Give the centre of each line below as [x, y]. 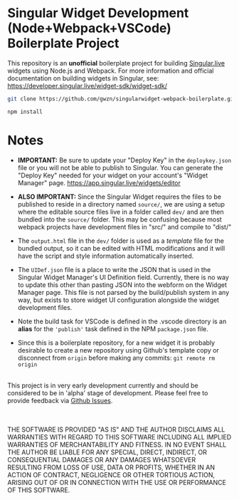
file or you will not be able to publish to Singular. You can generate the [120, 167]
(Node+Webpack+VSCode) [90, 28]
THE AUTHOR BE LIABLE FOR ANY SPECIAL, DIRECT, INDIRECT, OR [107, 452]
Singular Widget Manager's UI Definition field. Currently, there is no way [123, 277]
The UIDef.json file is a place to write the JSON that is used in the [114, 269]
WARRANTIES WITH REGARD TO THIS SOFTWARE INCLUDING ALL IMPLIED [119, 437]
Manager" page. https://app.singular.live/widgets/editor [99, 182]
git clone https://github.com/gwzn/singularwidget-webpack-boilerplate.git [122, 99]
